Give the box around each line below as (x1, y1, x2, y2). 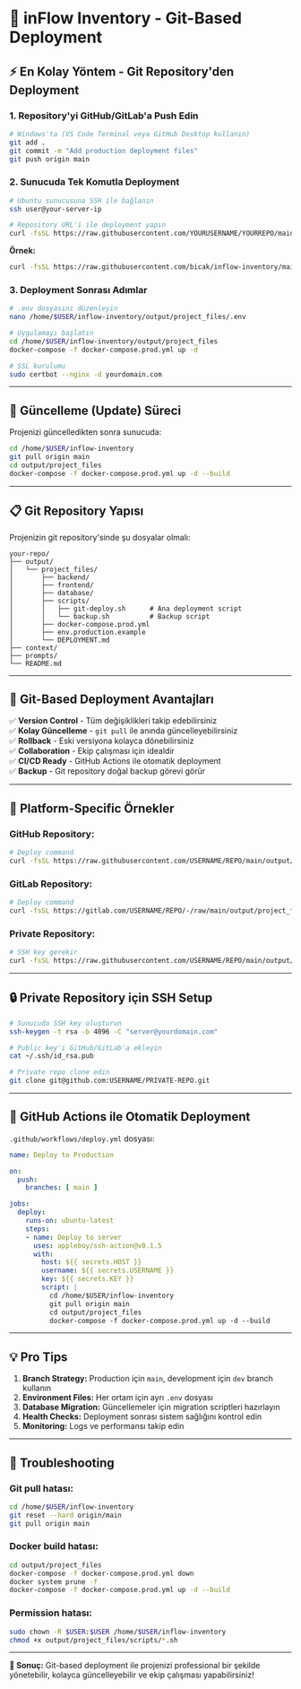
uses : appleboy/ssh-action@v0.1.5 (32, 1241, 163, 1250)
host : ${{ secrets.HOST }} (41, 1258, 142, 1267)
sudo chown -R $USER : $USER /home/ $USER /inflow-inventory (9, 1627, 227, 1636)
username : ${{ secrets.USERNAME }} (41, 1266, 175, 1276)
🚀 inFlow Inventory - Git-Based (9, 8, 242, 29)
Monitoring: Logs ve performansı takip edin (21, 1421, 185, 1432)
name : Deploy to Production (9, 1150, 115, 1159)
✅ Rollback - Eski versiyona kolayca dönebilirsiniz (9, 735, 194, 747)
